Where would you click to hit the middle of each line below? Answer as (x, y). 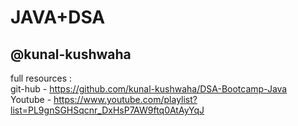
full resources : (41, 78)
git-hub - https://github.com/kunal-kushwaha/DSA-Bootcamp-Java (149, 89)
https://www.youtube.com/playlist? (125, 99)
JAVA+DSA (58, 17)
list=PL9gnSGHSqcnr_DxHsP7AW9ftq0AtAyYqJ (107, 110)
